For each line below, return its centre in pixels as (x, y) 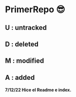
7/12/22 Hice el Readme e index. (38, 90)
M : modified (25, 61)
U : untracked (26, 28)
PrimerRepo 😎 (35, 10)
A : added (20, 77)
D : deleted (22, 44)
